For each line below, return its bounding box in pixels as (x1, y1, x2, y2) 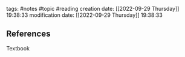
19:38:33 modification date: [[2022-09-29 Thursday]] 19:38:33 (6, 11, 163, 19)
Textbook (6, 44, 30, 52)
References (6, 29, 51, 39)
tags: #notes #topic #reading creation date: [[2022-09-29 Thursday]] (6, 5, 180, 12)
